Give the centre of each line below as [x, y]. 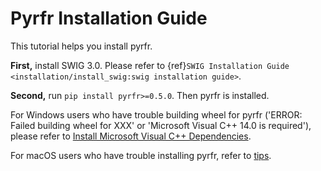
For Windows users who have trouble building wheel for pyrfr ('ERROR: [156, 114]
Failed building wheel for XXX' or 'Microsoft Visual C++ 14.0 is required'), [161, 125]
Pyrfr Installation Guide [109, 18]
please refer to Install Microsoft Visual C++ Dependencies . [131, 136]
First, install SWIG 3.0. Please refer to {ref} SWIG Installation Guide [150, 65]
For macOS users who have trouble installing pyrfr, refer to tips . [141, 155]
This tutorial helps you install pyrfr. [81, 46]
